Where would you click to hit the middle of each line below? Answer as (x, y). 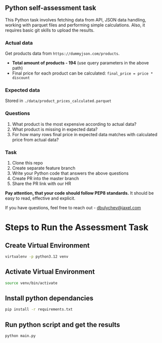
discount (21, 78)
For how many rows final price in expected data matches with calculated (85, 134)
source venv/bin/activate (31, 283)
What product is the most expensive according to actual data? (74, 124)
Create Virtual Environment (47, 245)
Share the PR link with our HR (42, 183)
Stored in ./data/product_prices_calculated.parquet (58, 101)
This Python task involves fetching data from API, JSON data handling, (76, 20)
